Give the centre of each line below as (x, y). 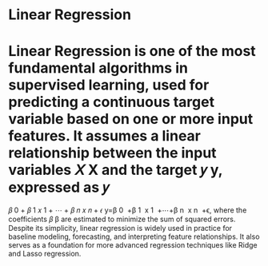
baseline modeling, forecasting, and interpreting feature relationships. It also (134, 236)
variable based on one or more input (131, 119)
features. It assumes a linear (105, 136)
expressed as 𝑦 (59, 187)
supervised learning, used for (109, 85)
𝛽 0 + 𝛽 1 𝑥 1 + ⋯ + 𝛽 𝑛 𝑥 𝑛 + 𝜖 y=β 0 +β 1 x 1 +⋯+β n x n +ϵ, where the (128, 210)
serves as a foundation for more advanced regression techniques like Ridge (133, 245)
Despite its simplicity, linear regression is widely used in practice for (120, 228)
